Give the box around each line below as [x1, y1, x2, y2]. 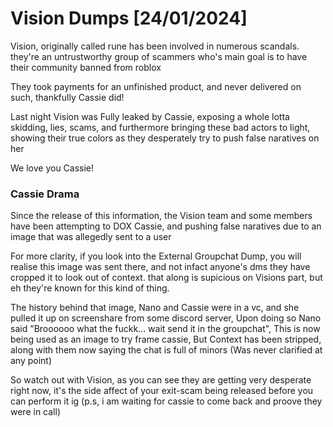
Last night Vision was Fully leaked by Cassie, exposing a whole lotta [10, 110, 290, 122]
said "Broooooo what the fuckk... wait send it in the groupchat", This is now [10, 323, 321, 335]
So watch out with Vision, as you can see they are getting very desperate [10, 374, 312, 386]
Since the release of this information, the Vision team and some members [10, 210, 313, 222]
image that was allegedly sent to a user [10, 231, 172, 243]
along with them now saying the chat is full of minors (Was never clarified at [10, 344, 323, 356]
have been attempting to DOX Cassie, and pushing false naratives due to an [10, 220, 322, 232]
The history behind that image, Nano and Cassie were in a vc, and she [10, 302, 300, 314]
